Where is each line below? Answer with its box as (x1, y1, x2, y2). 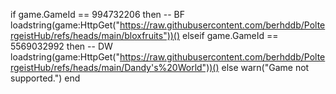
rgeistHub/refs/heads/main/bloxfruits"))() (10, 30, 181, 41)
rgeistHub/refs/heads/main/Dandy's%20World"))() (10, 62, 220, 73)
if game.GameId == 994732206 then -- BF (10, 9, 186, 20)
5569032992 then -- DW (10, 40, 113, 52)
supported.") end (10, 72, 81, 84)
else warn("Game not (221, 62, 310, 73)
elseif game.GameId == (182, 30, 279, 41)
